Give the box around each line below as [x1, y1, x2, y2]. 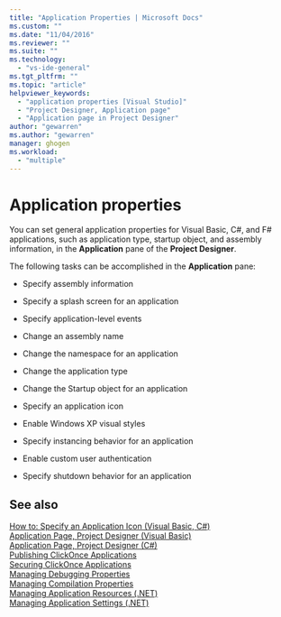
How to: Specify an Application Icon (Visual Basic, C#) [9, 520, 211, 532]
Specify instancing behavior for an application [22, 436, 194, 447]
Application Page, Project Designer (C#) [9, 540, 158, 551]
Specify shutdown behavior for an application [22, 471, 192, 482]
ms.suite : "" [9, 47, 59, 56]
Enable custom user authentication [22, 453, 152, 465]
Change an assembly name [22, 331, 124, 342]
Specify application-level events [22, 313, 142, 325]
